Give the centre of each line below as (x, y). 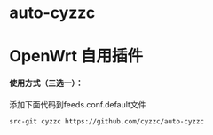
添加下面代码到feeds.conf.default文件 (78, 104)
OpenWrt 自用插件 (76, 56)
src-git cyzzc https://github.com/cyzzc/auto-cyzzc (106, 121)
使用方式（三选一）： (46, 83)
